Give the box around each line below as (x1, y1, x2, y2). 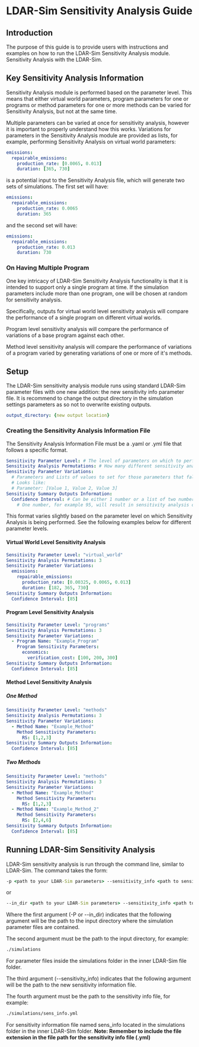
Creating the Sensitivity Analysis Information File (6, 426, 151, 435)
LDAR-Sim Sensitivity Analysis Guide (6, 4, 192, 18)
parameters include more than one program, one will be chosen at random (6, 290, 188, 297)
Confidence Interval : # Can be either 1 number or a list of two (11, 496, 176, 502)
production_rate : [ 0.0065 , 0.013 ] (17, 160, 102, 166)
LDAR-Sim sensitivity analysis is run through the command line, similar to (6, 860, 185, 868)
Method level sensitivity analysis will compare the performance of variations (6, 343, 192, 350)
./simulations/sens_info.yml (6, 1011, 78, 1017)
